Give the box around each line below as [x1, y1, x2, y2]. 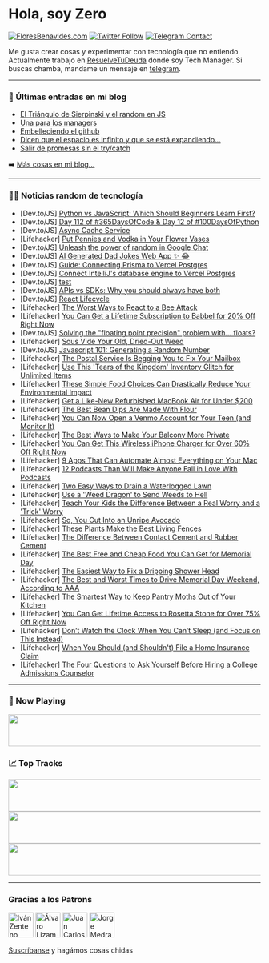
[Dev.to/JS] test [19, 277, 72, 287]
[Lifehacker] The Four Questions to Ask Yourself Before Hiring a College [19, 660, 258, 669]
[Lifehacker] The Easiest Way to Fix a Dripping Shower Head [19, 566, 220, 576]
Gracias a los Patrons [8, 894, 93, 905]
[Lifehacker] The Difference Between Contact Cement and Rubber [19, 532, 239, 541]
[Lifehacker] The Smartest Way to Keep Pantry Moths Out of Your [19, 592, 236, 601]
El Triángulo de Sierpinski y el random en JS [19, 110, 166, 119]
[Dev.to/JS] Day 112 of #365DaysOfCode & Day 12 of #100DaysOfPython [19, 217, 259, 227]
